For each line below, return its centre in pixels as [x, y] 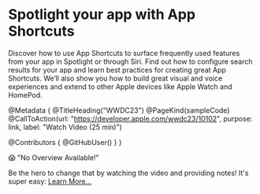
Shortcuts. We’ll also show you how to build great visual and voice [115, 78]
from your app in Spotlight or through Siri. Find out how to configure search [130, 62]
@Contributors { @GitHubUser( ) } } [65, 142]
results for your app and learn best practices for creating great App [117, 69]
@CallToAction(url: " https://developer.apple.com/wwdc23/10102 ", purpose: [130, 118]
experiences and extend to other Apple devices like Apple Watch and [120, 86]
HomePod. [26, 95]
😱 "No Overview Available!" [54, 157]
